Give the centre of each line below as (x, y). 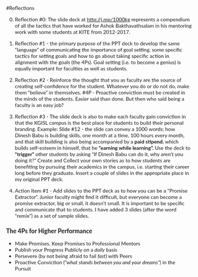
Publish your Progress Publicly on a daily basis (66, 250)
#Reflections (20, 8)
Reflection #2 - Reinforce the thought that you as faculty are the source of (98, 80)
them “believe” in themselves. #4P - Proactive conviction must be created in (100, 92)
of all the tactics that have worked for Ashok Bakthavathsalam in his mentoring (103, 26)
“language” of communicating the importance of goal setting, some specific (98, 50)
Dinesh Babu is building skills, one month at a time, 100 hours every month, (99, 135)
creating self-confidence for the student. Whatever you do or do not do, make (102, 86)
